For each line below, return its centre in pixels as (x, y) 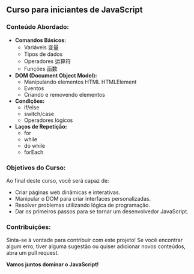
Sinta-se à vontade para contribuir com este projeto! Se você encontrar (95, 240)
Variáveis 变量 (41, 47)
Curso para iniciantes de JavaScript (74, 10)
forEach (34, 152)
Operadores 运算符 (47, 61)
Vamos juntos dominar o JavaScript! (53, 264)
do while (35, 145)
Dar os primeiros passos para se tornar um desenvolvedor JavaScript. (102, 211)
